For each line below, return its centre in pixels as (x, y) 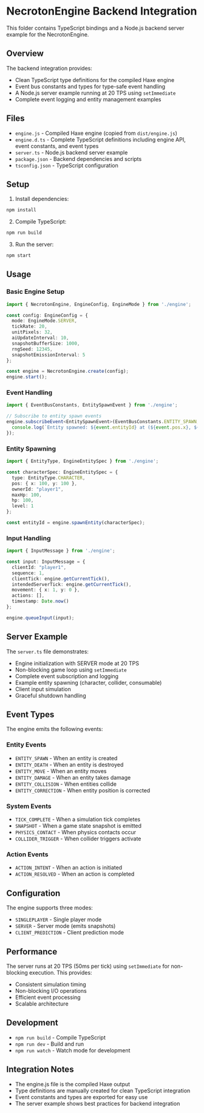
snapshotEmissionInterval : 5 (49, 355)
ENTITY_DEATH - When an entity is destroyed (69, 764)
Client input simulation (43, 689)
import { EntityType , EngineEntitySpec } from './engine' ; (83, 461)
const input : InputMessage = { (46, 562)
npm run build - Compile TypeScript (60, 1037)
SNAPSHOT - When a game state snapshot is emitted (78, 826)
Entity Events (26, 745)
